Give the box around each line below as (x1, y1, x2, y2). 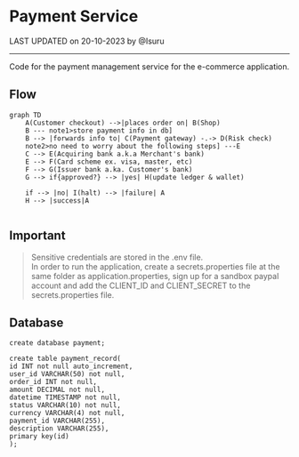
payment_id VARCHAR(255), (9, 416, 105, 426)
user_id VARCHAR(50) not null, (9, 370, 125, 379)
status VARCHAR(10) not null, (9, 401, 122, 410)
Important (9, 228, 66, 244)
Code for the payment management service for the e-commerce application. (9, 60, 290, 72)
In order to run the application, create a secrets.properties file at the (30, 261, 280, 272)
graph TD (9, 110, 42, 119)
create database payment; (9, 339, 105, 348)
